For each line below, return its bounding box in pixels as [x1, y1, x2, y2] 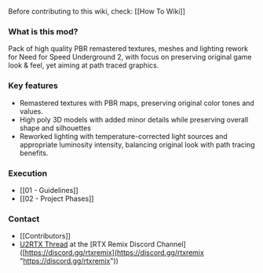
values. [19, 106, 43, 116]
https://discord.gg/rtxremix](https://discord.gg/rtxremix [24, 248, 204, 257]
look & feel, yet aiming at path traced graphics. [8, 60, 159, 70]
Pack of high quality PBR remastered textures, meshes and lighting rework [8, 44, 249, 53]
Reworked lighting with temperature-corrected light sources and [19, 131, 228, 140]
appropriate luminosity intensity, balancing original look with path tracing [19, 140, 255, 149]
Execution [8, 168, 48, 179]
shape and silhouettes [19, 123, 92, 133]
